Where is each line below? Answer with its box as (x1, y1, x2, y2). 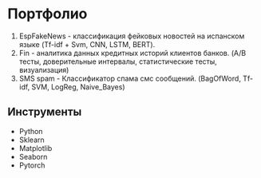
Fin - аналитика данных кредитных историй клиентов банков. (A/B (18, 48, 247, 57)
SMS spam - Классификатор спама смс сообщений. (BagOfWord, (18, 73, 241, 83)
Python (18, 126, 43, 136)
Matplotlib (18, 143, 53, 152)
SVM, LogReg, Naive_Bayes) (31, 81, 125, 92)
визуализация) (18, 65, 69, 74)
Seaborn (18, 152, 48, 161)
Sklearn (18, 135, 45, 144)
